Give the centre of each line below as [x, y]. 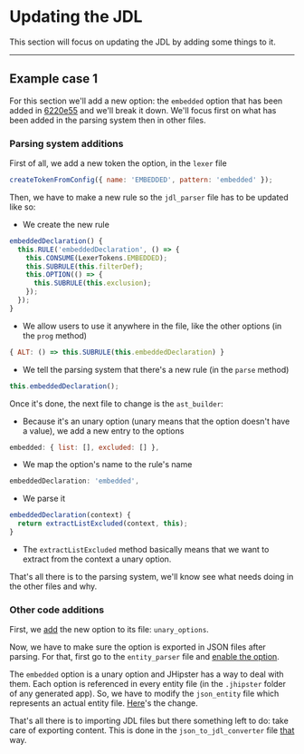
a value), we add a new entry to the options [103, 431]
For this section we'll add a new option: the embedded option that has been [146, 101]
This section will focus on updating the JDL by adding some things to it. [142, 42]
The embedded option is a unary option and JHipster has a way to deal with [147, 674]
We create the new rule [66, 224]
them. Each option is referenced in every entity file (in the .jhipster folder [148, 684]
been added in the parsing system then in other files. [108, 120]
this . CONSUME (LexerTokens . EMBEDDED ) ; [97, 258]
